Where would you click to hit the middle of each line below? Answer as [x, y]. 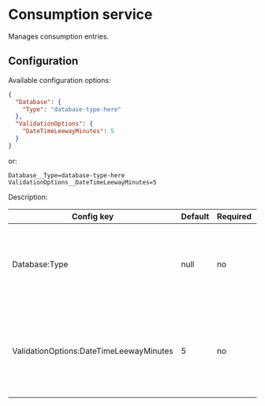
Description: [28, 197]
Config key [93, 216]
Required [234, 216]
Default [195, 216]
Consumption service [80, 15]
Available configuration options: [60, 80]
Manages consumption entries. [58, 36]
